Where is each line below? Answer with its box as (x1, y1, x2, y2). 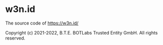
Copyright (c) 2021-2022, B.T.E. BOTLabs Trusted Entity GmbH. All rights (5, 29, 158, 35)
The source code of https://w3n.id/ (5, 20, 79, 26)
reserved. (5, 35, 25, 41)
